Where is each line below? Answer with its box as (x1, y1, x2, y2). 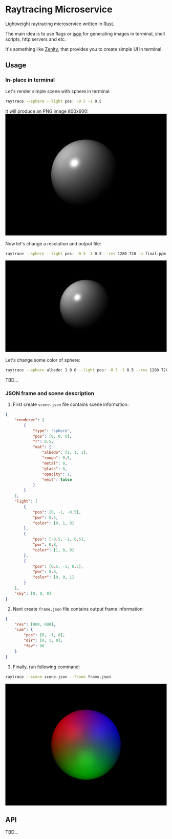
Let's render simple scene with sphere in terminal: (5, 88, 111, 94)
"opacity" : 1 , (41, 472, 72, 477)
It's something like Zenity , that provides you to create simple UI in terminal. (5, 46, 163, 52)
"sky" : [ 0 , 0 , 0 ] (14, 591, 52, 596)
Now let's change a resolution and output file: (5, 240, 101, 246)
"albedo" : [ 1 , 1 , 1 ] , (41, 450, 88, 455)
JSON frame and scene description (5, 389, 95, 397)
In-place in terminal (5, 76, 55, 83)
